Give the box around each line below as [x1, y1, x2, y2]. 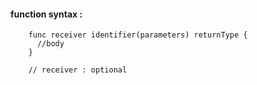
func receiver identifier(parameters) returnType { [28, 30, 248, 40]
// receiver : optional [28, 65, 128, 75]
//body [36, 39, 65, 49]
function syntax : [10, 8, 83, 20]
